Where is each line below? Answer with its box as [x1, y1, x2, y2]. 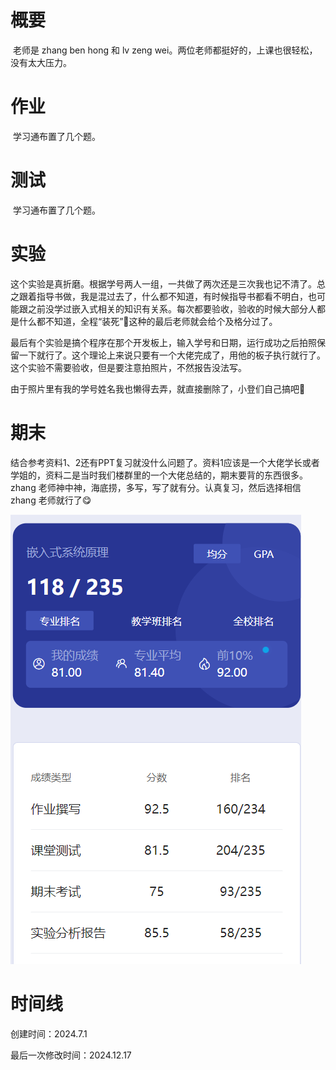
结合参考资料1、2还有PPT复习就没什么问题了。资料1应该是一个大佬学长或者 [10, 456, 320, 468]
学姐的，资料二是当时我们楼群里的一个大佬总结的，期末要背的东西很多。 [10, 469, 308, 481]
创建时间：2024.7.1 [10, 1027, 88, 1040]
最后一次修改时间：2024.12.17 [10, 1049, 132, 1061]
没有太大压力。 [10, 56, 72, 68]
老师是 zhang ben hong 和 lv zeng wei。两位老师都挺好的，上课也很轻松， [12, 44, 318, 56]
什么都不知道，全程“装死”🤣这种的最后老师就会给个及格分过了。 [18, 315, 278, 327]
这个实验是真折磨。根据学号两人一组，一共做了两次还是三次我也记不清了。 [10, 277, 317, 290]
